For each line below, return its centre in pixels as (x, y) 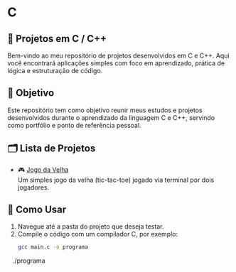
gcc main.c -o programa (53, 247)
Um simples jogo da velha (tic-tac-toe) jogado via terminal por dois (116, 180)
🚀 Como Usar (37, 210)
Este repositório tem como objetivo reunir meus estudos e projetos (105, 110)
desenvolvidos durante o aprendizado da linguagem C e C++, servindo (111, 117)
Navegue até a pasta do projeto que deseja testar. (91, 227)
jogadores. (33, 187)
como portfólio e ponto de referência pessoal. (74, 125)
